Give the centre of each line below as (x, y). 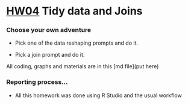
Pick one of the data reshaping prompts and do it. (77, 43)
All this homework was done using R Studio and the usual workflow (98, 95)
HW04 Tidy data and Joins (74, 11)
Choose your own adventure (49, 30)
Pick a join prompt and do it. (50, 55)
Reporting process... (37, 82)
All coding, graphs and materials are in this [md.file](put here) (83, 66)
